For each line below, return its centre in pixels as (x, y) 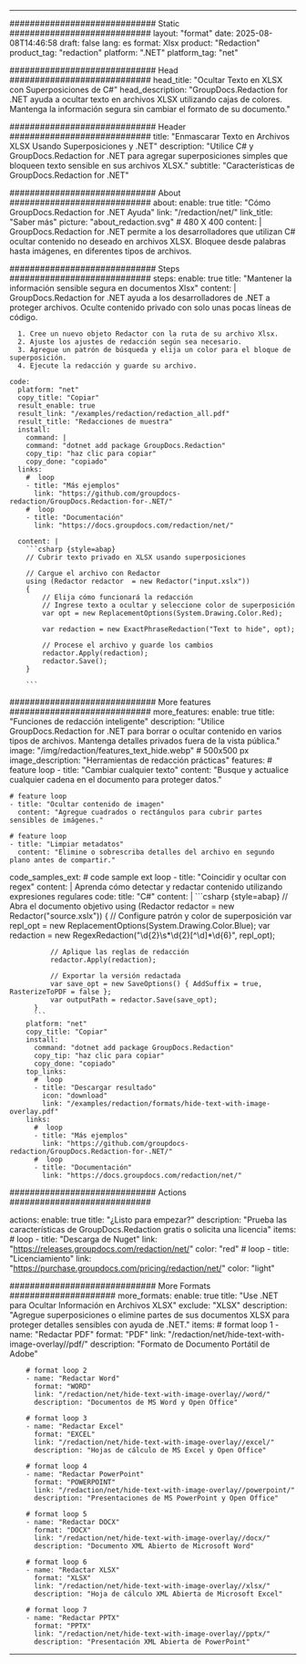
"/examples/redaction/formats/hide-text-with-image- (169, 1104)
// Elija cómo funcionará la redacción (118, 598)
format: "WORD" (62, 1387)
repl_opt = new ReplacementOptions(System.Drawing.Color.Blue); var (140, 926)
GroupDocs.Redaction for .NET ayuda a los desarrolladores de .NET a (140, 298)
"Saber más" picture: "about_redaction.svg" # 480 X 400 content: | (136, 222)
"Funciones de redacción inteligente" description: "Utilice (117, 721)
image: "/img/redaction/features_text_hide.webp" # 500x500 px (129, 750)
